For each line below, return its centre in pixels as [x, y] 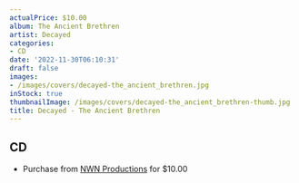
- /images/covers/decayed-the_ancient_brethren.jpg [109, 85]
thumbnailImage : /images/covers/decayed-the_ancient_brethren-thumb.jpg [150, 102]
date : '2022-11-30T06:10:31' [65, 60]
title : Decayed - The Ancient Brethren [85, 111]
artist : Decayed [40, 34]
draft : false [34, 69]
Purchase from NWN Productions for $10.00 [105, 169]
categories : [32, 43]
